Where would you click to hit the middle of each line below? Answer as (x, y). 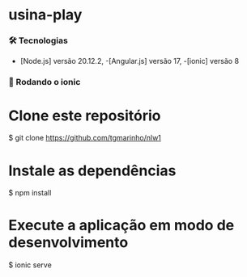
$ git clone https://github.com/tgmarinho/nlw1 (85, 138)
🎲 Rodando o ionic (45, 82)
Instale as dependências (92, 170)
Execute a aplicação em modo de (121, 226)
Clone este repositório (85, 115)
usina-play (45, 15)
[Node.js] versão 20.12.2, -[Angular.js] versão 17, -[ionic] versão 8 (130, 61)
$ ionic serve (30, 265)
